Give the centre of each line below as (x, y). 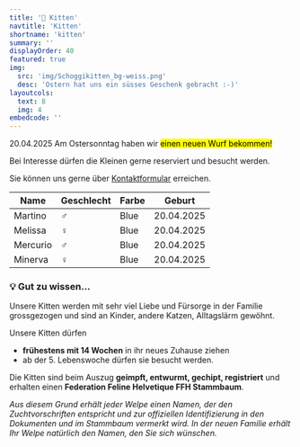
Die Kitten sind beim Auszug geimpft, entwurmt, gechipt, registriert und (145, 378)
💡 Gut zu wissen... (50, 287)
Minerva (31, 260)
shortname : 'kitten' (48, 34)
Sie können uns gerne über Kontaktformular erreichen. (110, 179)
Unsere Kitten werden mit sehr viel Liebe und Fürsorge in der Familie (136, 306)
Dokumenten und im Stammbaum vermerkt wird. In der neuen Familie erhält (150, 424)
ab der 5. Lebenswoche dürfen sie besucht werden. (118, 360)
